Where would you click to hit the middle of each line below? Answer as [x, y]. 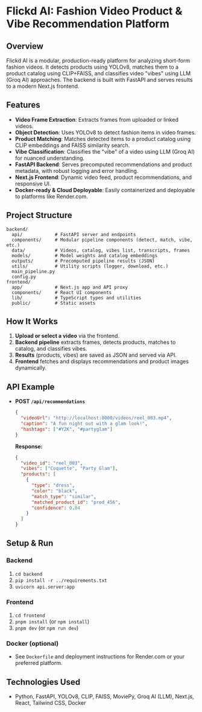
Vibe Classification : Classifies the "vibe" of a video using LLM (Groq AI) [105, 151]
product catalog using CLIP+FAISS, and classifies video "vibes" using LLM [99, 73]
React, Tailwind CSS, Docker [50, 703]
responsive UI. [33, 183]
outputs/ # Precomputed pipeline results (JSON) [83, 261]
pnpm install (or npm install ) [52, 621]
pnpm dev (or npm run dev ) [47, 628]
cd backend [29, 574]
